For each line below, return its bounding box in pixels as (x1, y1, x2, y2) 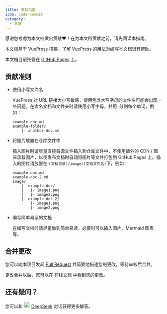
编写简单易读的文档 (12, 215, 52, 221)
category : (5, 16, 26, 21)
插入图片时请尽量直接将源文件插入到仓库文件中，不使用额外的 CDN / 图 (12, 148, 158, 154)
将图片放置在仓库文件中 (12, 138, 61, 144)
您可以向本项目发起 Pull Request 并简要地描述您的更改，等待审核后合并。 (5, 261, 155, 267)
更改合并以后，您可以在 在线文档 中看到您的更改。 (5, 272, 108, 278)
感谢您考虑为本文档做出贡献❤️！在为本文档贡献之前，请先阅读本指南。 (5, 35, 149, 41)
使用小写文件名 (12, 86, 43, 92)
